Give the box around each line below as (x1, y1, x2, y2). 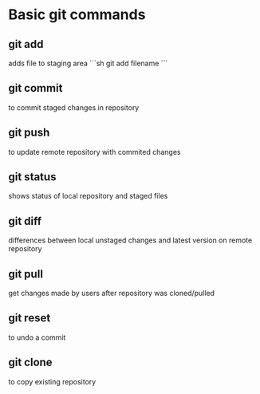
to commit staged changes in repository (8, 102, 140, 112)
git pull (8, 267, 44, 281)
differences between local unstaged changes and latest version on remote (8, 235, 253, 245)
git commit (8, 81, 63, 95)
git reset (8, 311, 51, 325)
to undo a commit (8, 333, 66, 342)
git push (8, 126, 50, 140)
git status (8, 170, 57, 184)
